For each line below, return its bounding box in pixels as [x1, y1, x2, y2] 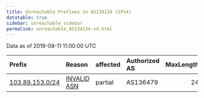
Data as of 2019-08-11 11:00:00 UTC [6, 42, 97, 50]
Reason [66, 60, 88, 69]
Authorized [126, 57, 160, 65]
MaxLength [165, 60, 199, 69]
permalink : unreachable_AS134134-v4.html [6, 25, 113, 32]
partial [95, 78, 114, 87]
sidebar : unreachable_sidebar [6, 20, 83, 26]
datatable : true [6, 15, 47, 21]
